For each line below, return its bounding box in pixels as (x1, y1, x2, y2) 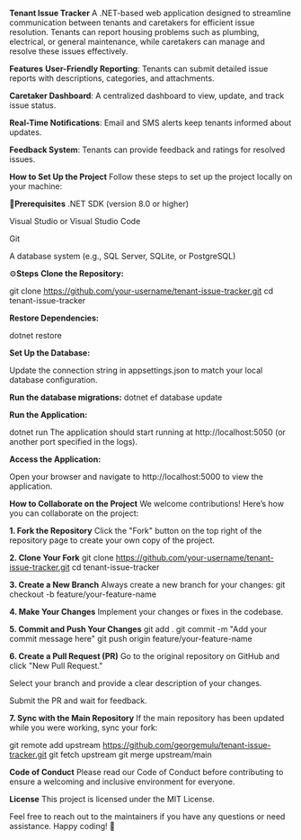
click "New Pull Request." (9, 661, 103, 671)
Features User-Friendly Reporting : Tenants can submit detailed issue (9, 63, 269, 74)
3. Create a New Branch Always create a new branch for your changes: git (9, 580, 286, 590)
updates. (9, 127, 42, 138)
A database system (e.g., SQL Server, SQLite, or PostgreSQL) (9, 251, 236, 261)
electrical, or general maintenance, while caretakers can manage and (9, 36, 265, 47)
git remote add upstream (9, 740, 102, 750)
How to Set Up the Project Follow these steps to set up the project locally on (9, 171, 293, 182)
